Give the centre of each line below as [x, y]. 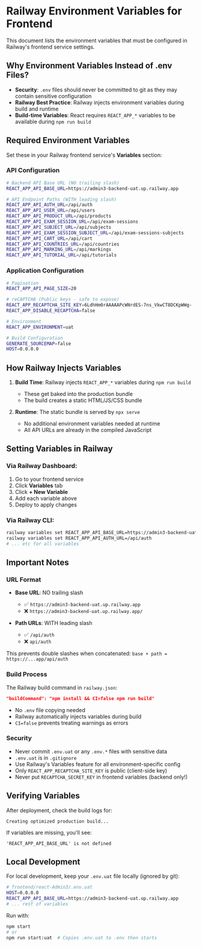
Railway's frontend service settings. [50, 47]
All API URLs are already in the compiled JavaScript [88, 430]
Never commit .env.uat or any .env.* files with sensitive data [91, 751]
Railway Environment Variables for [94, 11]
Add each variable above [46, 498]
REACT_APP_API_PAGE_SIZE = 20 [41, 289]
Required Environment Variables [68, 140]
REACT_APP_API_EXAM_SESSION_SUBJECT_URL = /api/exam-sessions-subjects [95, 233]
